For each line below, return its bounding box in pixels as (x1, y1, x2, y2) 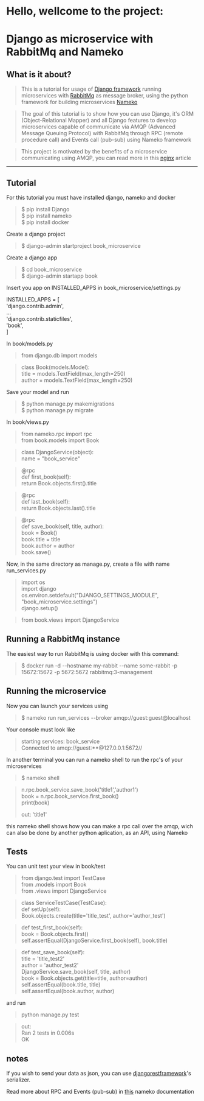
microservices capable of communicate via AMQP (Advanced (21, 123, 176, 130)
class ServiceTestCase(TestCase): (21, 899, 107, 907)
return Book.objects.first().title (21, 480, 97, 487)
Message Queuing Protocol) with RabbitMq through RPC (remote (21, 130, 183, 137)
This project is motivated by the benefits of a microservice (21, 148, 168, 155)
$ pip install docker (21, 219, 70, 226)
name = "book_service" (21, 455, 81, 462)
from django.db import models (21, 352, 98, 359)
